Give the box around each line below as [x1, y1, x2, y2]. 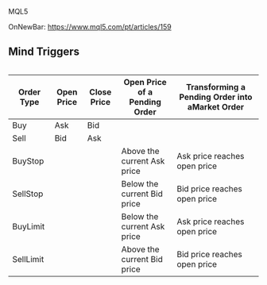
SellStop [12, 188, 44, 199]
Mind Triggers [8, 45, 80, 59]
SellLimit [12, 253, 44, 264]
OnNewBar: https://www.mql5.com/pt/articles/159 [8, 22, 172, 31]
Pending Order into [178, 91, 253, 102]
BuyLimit [12, 221, 45, 232]
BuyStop [12, 155, 44, 166]
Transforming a [185, 81, 246, 92]
